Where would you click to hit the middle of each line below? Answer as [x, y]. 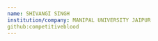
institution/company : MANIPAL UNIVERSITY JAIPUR [79, 20]
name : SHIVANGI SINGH [39, 14]
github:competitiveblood [43, 26]
